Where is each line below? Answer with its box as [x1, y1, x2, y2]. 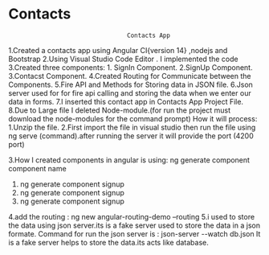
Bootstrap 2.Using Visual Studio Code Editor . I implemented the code [8, 54, 238, 64]
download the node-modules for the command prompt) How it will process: [8, 113, 258, 123]
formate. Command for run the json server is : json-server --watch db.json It [8, 228, 261, 238]
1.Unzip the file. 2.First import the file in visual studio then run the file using [8, 122, 256, 132]
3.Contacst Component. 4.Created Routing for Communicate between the [8, 71, 251, 80]
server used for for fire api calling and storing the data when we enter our [8, 88, 251, 97]
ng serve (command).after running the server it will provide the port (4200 [8, 130, 255, 141]
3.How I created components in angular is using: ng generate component [8, 154, 251, 165]
